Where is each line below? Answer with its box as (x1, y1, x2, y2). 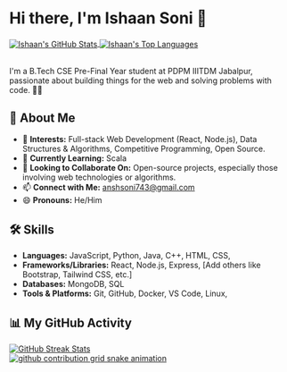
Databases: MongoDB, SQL (21, 279, 125, 290)
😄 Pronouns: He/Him (21, 195, 102, 206)
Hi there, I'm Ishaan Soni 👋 (9, 8, 208, 29)
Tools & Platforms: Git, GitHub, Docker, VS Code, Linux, (21, 288, 228, 299)
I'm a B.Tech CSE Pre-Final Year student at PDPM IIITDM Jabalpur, (9, 65, 253, 76)
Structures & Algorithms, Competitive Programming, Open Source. (21, 143, 266, 155)
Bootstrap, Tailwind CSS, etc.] (21, 269, 133, 280)
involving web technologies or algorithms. (21, 172, 176, 182)
